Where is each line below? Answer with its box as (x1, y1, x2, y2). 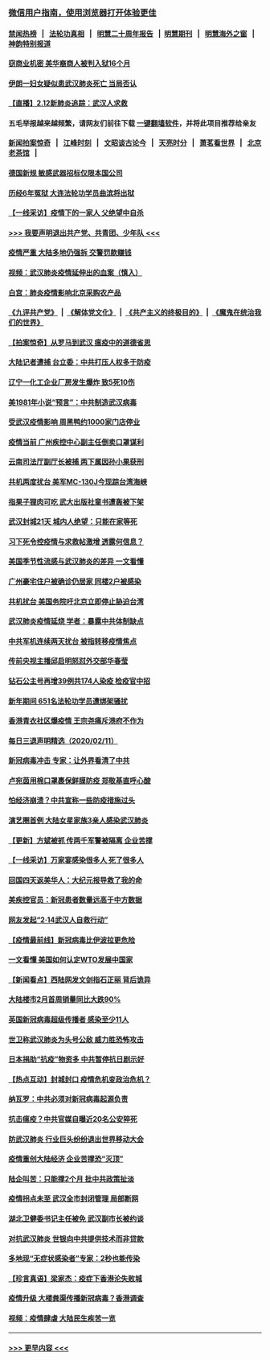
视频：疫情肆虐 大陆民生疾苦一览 (8, 1313, 117, 1323)
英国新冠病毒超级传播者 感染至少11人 (8, 1015, 129, 1024)
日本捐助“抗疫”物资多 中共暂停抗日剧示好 (8, 1054, 145, 1064)
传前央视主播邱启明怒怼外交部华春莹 (8, 656, 129, 666)
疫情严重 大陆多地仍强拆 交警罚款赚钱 (8, 248, 132, 258)
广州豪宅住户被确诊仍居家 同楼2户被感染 (8, 576, 142, 586)
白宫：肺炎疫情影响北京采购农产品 (8, 287, 121, 297)
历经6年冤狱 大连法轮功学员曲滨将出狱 (8, 188, 135, 198)
